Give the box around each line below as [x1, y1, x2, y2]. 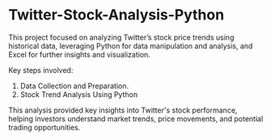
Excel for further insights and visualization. [8, 49, 151, 59]
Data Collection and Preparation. [19, 81, 129, 91]
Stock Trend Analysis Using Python [19, 89, 138, 99]
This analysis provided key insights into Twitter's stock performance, [8, 105, 238, 115]
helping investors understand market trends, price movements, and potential [8, 113, 264, 123]
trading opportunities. [8, 122, 81, 132]
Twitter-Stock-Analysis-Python [8, 6, 225, 24]
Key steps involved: [8, 65, 74, 74]
